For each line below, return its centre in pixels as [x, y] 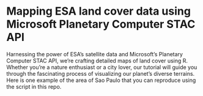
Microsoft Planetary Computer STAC [101, 24]
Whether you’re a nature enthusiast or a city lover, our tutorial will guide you [102, 67]
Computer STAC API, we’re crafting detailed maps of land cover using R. [97, 61]
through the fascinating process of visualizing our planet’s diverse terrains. [101, 73]
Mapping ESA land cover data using [99, 11]
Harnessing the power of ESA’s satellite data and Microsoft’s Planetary [95, 54]
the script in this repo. [34, 86]
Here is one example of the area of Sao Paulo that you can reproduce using [101, 80]
